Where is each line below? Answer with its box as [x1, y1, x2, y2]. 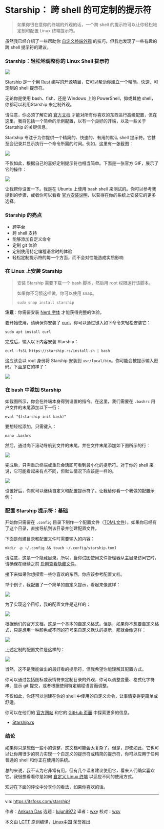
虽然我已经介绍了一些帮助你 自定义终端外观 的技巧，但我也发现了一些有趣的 [5, 38, 157, 44]
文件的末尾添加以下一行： [9, 404, 61, 410]
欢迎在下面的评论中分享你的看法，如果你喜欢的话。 [5, 784, 108, 790]
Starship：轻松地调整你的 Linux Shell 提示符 [5, 57, 110, 64]
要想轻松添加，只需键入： [5, 424, 57, 429]
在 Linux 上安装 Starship [5, 268, 62, 275]
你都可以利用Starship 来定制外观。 [5, 101, 75, 108]
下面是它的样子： [13, 363, 48, 370]
